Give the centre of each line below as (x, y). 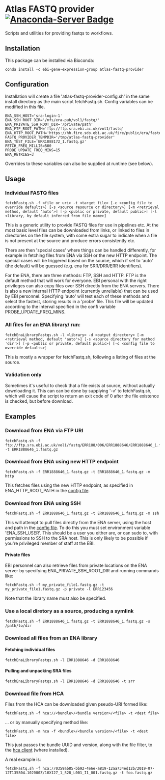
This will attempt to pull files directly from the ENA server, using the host (78, 523)
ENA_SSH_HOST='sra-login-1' (34, 116)
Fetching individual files (30, 650)
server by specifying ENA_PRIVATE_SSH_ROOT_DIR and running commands (82, 571)
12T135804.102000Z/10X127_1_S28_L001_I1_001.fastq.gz (61, 773)
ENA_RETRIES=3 (20, 154)
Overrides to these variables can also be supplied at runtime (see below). (79, 164)
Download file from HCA (34, 694)
